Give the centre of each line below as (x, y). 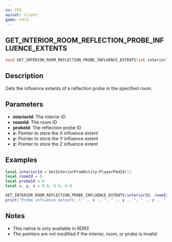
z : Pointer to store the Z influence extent (55, 144)
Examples (21, 160)
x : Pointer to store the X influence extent (55, 133)
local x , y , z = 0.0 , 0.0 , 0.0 (39, 186)
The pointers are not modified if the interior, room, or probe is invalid (85, 234)
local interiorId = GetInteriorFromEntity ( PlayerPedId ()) (68, 172)
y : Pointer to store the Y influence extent (55, 138)
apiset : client (21, 15)
